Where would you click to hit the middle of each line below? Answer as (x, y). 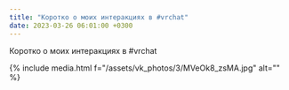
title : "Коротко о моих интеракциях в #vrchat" (99, 17)
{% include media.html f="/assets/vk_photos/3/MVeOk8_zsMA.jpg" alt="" (144, 68)
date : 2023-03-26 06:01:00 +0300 (71, 26)
